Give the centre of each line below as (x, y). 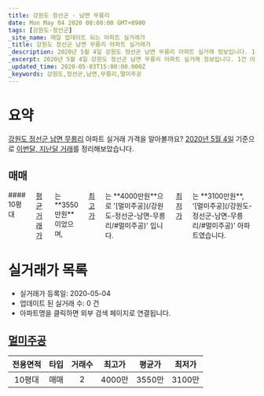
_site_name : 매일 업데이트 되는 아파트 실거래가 (77, 37)
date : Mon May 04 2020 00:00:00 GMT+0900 (77, 23)
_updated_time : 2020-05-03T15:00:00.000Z (77, 67)
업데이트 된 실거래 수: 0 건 (59, 303)
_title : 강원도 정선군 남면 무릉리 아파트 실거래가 (79, 45)
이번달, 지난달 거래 (44, 148)
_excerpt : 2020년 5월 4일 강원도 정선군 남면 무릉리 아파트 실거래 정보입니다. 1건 (127, 60)
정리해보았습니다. (108, 148)
